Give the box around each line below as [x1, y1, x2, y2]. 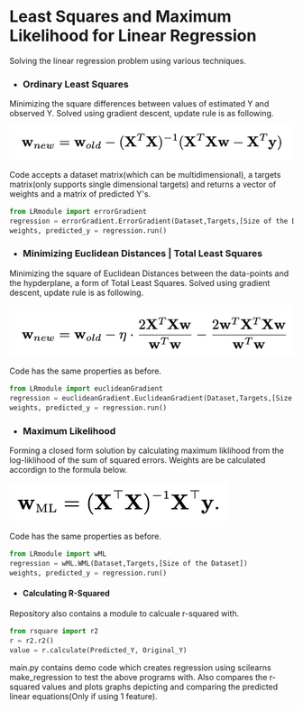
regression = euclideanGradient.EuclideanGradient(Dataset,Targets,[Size [9, 394, 293, 403]
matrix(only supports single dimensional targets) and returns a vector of [9, 179, 277, 189]
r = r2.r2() [9, 636, 54, 645]
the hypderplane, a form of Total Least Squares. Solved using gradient [9, 277, 271, 288]
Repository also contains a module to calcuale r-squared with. [9, 607, 240, 619]
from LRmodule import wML [9, 549, 106, 559]
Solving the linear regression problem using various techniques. [9, 55, 246, 66]
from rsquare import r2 [9, 626, 99, 635]
